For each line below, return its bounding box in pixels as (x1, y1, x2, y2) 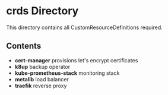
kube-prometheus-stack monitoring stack (14, 69, 120, 77)
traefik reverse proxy (14, 82, 67, 89)
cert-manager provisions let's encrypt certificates (14, 56, 138, 64)
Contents (6, 41, 42, 51)
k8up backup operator (14, 63, 70, 70)
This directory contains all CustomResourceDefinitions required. (6, 24, 163, 31)
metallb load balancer (14, 75, 69, 83)
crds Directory (6, 4, 79, 18)
